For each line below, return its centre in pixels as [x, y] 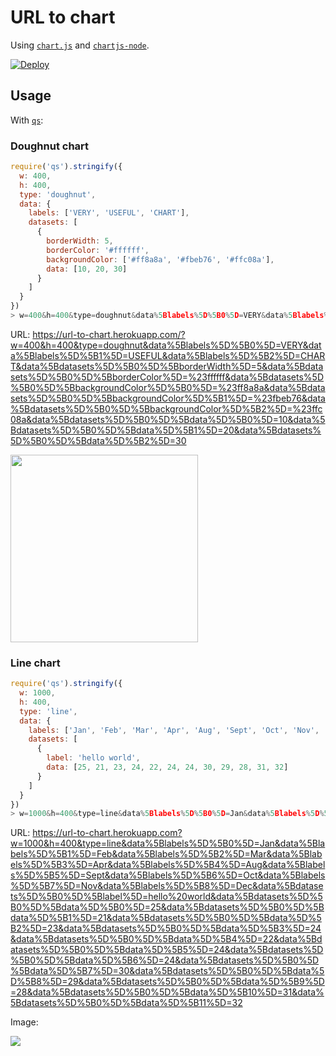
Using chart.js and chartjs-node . [80, 45]
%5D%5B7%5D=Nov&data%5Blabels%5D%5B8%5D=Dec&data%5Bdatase [167, 886]
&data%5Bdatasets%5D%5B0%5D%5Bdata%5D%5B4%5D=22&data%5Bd [166, 939]
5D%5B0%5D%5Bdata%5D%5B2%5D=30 [98, 440]
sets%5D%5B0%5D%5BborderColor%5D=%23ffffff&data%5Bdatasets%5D [167, 377]
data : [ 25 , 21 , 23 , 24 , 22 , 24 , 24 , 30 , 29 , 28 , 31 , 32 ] [167, 767]
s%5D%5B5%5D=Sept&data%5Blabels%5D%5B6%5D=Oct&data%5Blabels [168, 875]
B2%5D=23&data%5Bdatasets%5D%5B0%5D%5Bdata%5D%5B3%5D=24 [166, 928]
